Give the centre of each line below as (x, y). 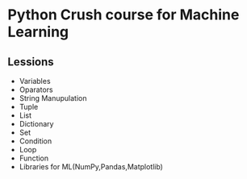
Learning (38, 32)
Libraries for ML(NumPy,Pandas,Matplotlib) (91, 167)
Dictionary (36, 124)
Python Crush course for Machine (123, 15)
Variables (35, 81)
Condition (36, 141)
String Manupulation (53, 98)
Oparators (36, 89)
